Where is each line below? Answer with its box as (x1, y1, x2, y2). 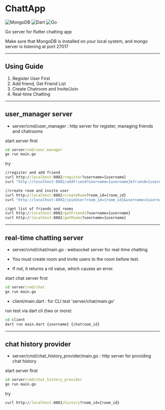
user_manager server (5, 110, 73, 118)
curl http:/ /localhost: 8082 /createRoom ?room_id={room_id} (5, 193, 126, 198)
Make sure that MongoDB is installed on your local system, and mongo (5, 38, 148, 44)
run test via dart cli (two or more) (5, 308, 72, 314)
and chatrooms (12, 128, 43, 134)
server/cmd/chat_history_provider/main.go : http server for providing (12, 353, 151, 359)
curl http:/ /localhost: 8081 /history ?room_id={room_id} (5, 400, 120, 406)
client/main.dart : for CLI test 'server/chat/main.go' (12, 298, 115, 304)
